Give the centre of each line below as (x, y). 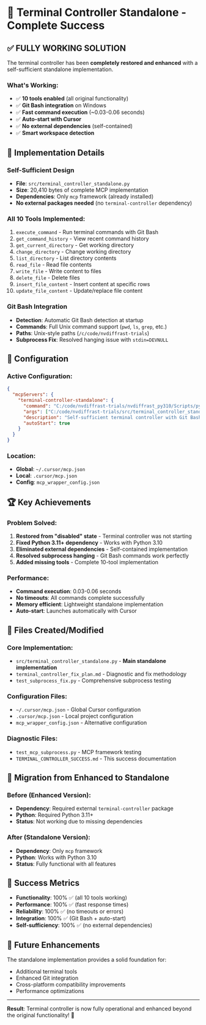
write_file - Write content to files (58, 271)
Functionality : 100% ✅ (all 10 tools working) (72, 898)
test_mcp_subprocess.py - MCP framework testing (79, 752)
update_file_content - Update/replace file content (79, 291)
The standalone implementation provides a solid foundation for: (87, 960)
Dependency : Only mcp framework (59, 850)
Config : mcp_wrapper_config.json (58, 482)
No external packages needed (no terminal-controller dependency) (104, 203)
